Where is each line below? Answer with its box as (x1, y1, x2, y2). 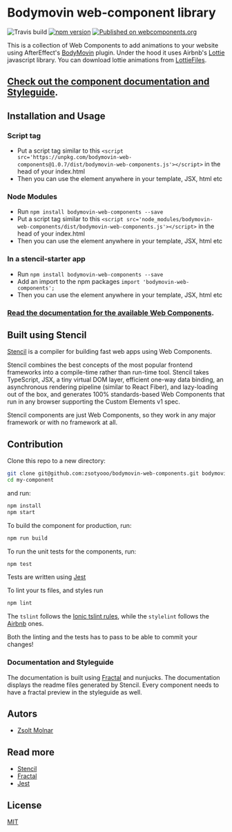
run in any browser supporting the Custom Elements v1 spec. (7, 397, 181, 406)
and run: (7, 489, 31, 497)
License (7, 800, 42, 811)
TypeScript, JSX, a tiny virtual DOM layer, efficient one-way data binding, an (7, 375, 224, 384)
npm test (7, 560, 32, 567)
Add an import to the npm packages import (17, 277, 140, 285)
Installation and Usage (7, 110, 106, 122)
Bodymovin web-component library (7, 5, 216, 21)
